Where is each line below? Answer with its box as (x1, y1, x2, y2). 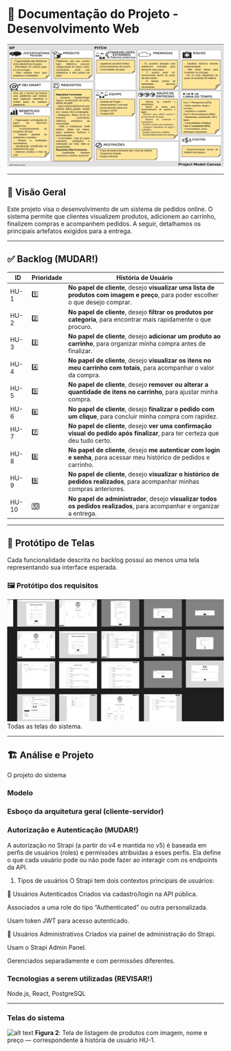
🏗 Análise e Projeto (7, 750, 94, 761)
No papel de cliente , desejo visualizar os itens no (68, 357, 212, 365)
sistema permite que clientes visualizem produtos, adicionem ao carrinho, (7, 212, 217, 220)
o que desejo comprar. (68, 298, 133, 306)
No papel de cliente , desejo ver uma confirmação (68, 421, 212, 430)
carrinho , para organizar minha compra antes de (68, 339, 206, 348)
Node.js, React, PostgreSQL (7, 989, 86, 997)
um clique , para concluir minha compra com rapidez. (68, 412, 219, 420)
